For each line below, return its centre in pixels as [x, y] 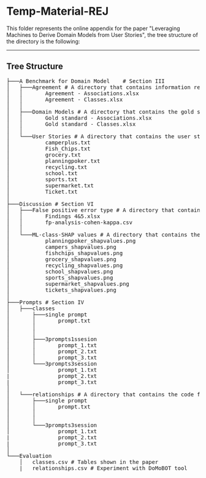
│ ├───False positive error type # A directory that [90, 210]
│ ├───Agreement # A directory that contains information [99, 87]
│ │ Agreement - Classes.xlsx [65, 99]
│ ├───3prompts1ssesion [52, 339]
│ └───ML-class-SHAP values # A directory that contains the [103, 234]
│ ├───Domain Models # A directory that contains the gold [100, 112]
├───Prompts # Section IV [45, 302]
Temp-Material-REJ [58, 11]
